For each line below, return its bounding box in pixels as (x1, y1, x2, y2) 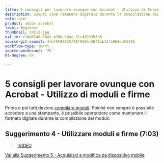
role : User (5, 16, 27, 21)
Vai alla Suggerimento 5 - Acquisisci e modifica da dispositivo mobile (5, 152, 145, 158)
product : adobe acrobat (5, 21, 54, 26)
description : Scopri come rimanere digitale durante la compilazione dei (5, 12, 160, 17)
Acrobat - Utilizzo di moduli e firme (5, 89, 150, 100)
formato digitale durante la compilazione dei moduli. (5, 115, 110, 121)
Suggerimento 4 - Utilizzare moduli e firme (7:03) (5, 130, 159, 138)
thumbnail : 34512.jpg (5, 30, 50, 35)
